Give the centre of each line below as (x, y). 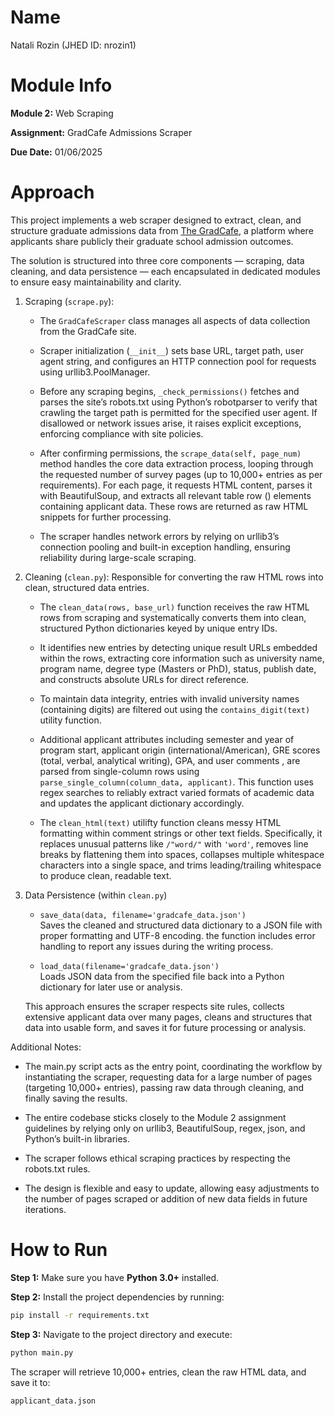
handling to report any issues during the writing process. (156, 946)
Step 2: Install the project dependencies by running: (117, 1297)
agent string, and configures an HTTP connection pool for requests (178, 361)
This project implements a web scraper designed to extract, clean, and (156, 220)
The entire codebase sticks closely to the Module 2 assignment (155, 1117)
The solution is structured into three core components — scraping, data (157, 260)
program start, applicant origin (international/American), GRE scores (180, 750)
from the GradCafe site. (88, 331)
